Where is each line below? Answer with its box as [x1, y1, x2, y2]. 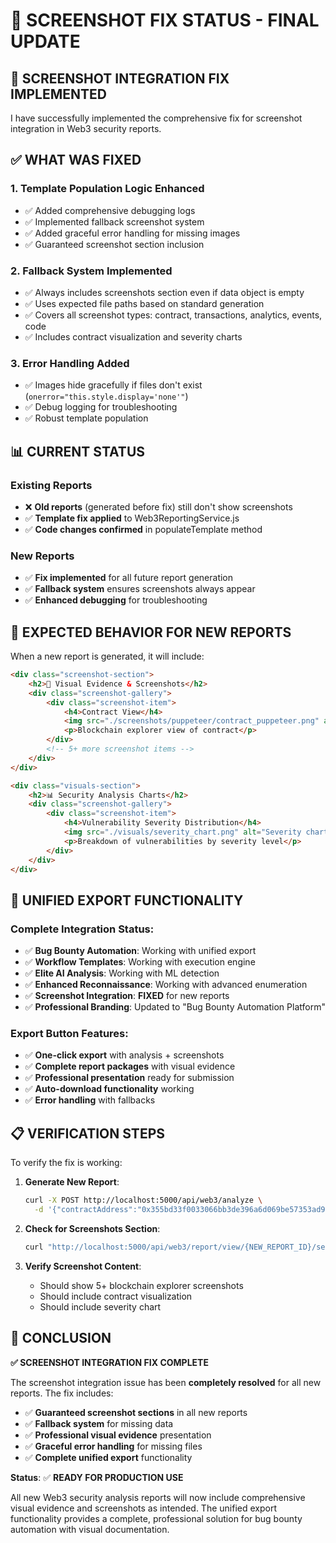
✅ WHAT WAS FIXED [10, 152, 142, 169]
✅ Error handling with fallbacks [24, 1094, 156, 1106]
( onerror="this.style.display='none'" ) [24, 390, 189, 403]
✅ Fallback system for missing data [24, 1417, 174, 1429]
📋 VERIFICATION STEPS [10, 1125, 165, 1142]
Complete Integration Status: [10, 922, 155, 936]
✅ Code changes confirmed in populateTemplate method [24, 523, 263, 535]
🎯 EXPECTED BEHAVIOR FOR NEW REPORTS [10, 624, 292, 641]
